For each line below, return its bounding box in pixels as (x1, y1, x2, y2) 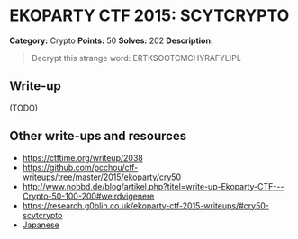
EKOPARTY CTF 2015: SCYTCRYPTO (9, 5, 290, 26)
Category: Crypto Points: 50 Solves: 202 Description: (9, 35, 214, 46)
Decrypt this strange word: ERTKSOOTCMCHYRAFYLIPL (31, 52, 241, 63)
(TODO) (9, 102, 39, 113)
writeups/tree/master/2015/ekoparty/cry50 (22, 172, 182, 182)
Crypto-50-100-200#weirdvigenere (22, 190, 155, 201)
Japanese (22, 219, 60, 230)
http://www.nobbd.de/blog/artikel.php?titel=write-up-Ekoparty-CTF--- (22, 181, 284, 191)
